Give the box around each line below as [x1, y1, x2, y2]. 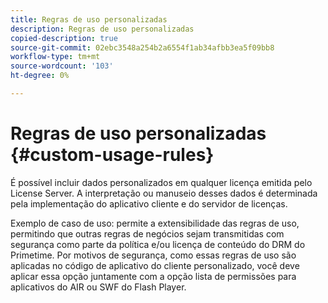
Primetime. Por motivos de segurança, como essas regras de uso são [10, 249, 297, 261]
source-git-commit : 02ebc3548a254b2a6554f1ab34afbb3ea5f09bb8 [10, 42, 275, 53]
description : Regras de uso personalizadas [10, 24, 195, 34]
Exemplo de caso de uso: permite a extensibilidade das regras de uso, [10, 217, 300, 229]
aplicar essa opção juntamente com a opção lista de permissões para [10, 270, 297, 282]
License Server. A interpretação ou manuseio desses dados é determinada [10, 187, 318, 199]
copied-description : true [10, 33, 118, 43]
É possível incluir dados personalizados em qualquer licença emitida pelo [10, 176, 313, 188]
